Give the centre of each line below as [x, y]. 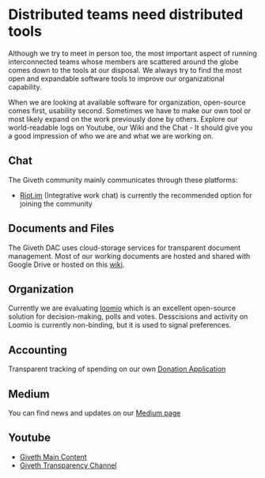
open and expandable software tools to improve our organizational [117, 78]
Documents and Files [61, 228]
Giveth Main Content [53, 457]
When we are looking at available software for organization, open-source [127, 102]
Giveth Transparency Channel [68, 465]
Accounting [38, 350]
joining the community [56, 203]
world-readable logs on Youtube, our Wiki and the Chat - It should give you [131, 127]
